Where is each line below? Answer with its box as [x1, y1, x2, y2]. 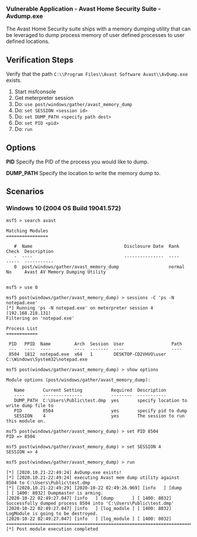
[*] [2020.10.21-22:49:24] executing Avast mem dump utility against [6, 475, 180, 481]
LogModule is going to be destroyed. [6, 511, 98, 516]
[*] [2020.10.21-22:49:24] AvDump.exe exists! [6, 469, 122, 475]
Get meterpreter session [14, 95, 74, 102]
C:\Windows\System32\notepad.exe [6, 356, 88, 363]
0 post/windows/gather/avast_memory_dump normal [13, 264, 185, 270]
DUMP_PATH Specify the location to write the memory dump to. [6, 169, 161, 176]
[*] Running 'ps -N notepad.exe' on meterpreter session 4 [6, 305, 154, 311]
